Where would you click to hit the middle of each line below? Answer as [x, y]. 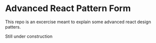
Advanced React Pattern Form [68, 8]
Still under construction [29, 36]
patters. [13, 27]
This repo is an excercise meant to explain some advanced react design [78, 22]
